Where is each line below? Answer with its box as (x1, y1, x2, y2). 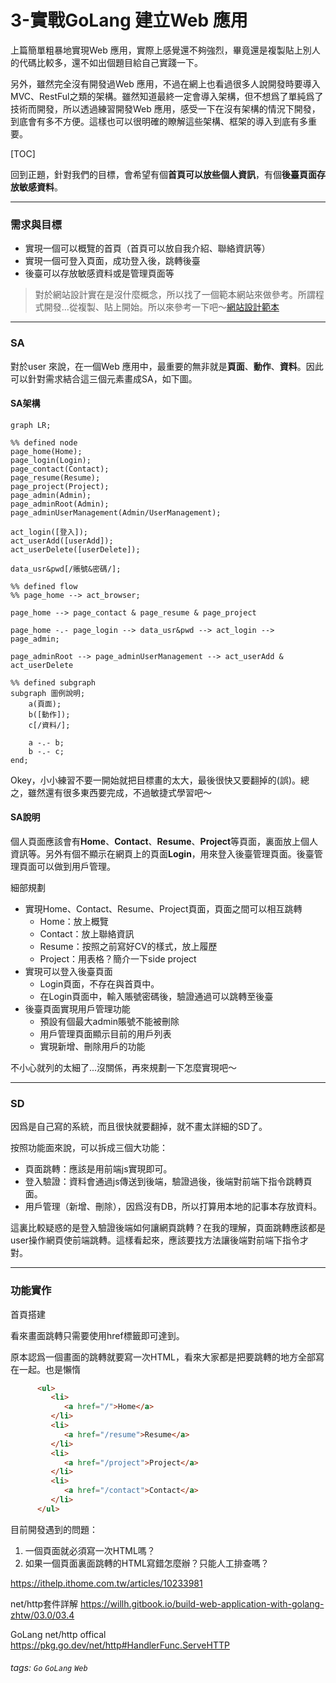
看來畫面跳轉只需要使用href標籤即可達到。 (10, 1329, 185, 1341)
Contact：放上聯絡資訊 (39, 927, 135, 940)
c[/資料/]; (28, 720, 71, 730)
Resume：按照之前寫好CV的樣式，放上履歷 (39, 940, 218, 952)
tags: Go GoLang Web (10, 1662, 88, 1674)
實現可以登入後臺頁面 (24, 965, 113, 977)
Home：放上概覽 (39, 915, 109, 927)
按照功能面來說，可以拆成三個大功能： (10, 1142, 168, 1154)
